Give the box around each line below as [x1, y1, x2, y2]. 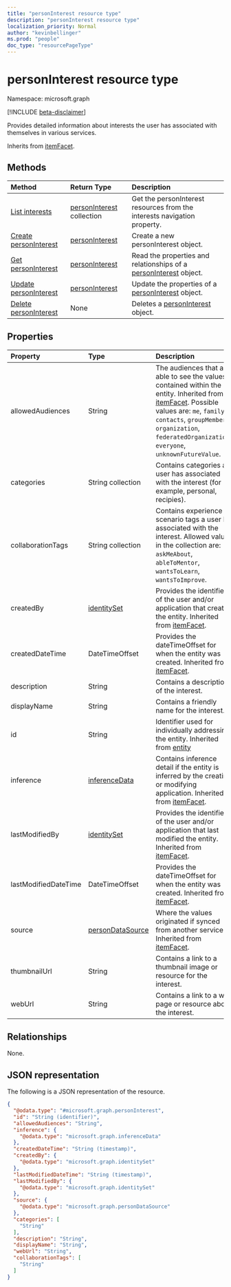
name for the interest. [155, 705, 225, 715]
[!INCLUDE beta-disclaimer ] [7, 107, 86, 116]
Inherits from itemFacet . [7, 142, 75, 150]
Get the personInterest [131, 193, 205, 203]
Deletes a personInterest [131, 299, 211, 308]
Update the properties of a [131, 279, 217, 289]
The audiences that [155, 363, 218, 373]
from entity [155, 742, 191, 752]
